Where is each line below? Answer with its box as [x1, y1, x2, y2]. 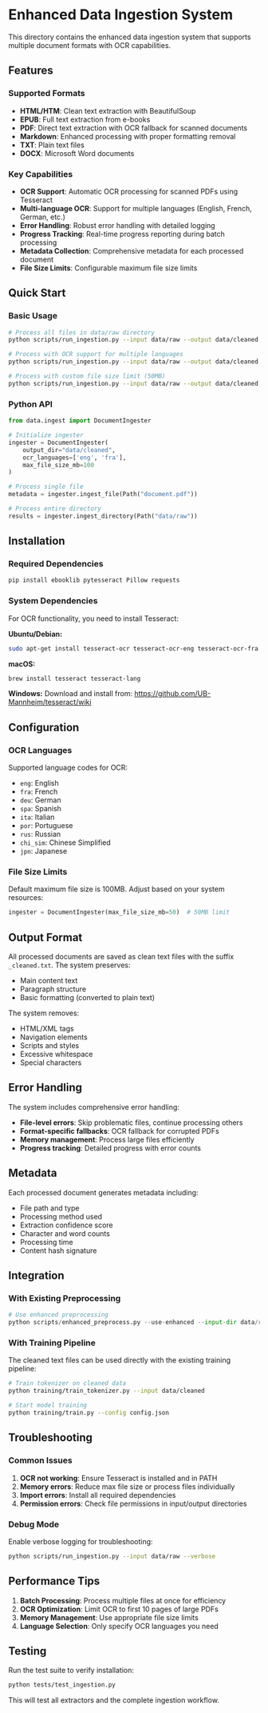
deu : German [19, 795, 61, 805]
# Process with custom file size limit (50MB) [8, 372, 166, 381]
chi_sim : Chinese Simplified [19, 838, 112, 847]
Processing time [19, 1237, 73, 1247]
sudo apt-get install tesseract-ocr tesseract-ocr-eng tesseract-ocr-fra [8, 644, 259, 653]
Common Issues [8, 1455, 73, 1466]
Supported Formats [8, 88, 85, 99]
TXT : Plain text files [19, 140, 85, 150]
